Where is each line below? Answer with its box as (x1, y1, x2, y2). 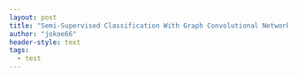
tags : (9, 46, 29, 55)
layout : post (9, 12, 57, 22)
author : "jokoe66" (9, 29, 77, 38)
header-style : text (9, 37, 81, 47)
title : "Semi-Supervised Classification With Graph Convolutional (9, 21, 259, 30)
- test (17, 54, 42, 63)
